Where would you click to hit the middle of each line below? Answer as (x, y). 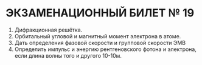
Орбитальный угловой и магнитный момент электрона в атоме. (98, 36)
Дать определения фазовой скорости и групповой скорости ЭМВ (100, 43)
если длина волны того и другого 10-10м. (68, 55)
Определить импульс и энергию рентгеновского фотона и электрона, (106, 49)
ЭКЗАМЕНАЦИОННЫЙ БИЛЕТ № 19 (100, 13)
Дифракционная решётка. (48, 30)
